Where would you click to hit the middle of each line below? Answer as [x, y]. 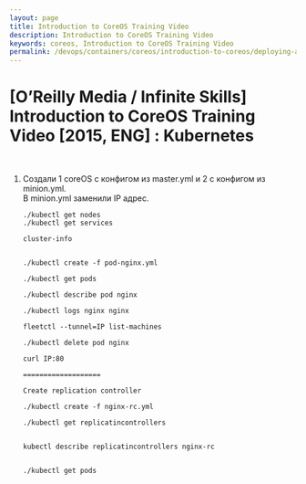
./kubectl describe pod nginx [80, 295]
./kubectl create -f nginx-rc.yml [88, 407]
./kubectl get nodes [61, 216]
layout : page [34, 18]
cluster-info [47, 239]
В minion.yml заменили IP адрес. [86, 198]
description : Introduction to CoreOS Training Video [112, 35]
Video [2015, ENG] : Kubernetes [132, 136]
